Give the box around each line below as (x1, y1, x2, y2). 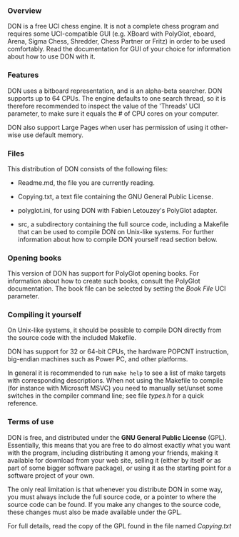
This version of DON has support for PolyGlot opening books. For (7, 269, 200, 278)
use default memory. (22, 131, 83, 139)
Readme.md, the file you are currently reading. (17, 178, 155, 187)
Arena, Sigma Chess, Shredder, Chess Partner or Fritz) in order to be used (7, 37, 225, 46)
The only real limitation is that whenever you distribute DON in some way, (7, 485, 223, 493)
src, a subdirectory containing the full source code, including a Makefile (17, 220, 230, 229)
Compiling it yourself (7, 310, 82, 320)
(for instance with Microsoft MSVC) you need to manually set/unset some (7, 384, 223, 393)
